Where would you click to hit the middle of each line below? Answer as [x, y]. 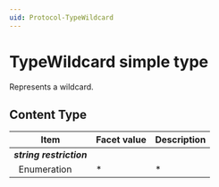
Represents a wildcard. [51, 87]
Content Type [48, 114]
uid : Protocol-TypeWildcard [62, 17]
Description [181, 140]
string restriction [51, 155]
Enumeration [45, 169]
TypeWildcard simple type [109, 61]
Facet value [121, 140]
